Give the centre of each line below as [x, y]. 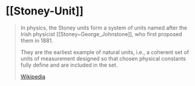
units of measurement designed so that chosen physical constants [103, 58]
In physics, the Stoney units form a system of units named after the [104, 28]
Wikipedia [33, 76]
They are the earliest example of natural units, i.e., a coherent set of [105, 52]
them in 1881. [37, 40]
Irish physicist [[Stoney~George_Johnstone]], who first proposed [101, 34]
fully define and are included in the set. [69, 65]
